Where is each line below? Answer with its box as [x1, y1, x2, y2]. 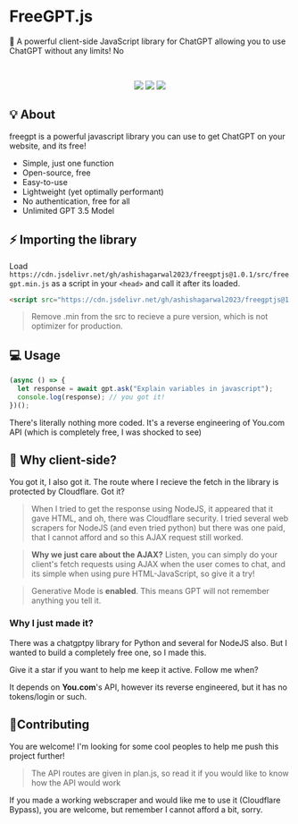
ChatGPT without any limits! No [9, 45, 125, 55]
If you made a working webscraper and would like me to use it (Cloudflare [9, 794, 281, 805]
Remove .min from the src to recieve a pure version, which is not [30, 311, 269, 322]
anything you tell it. [30, 595, 102, 606]
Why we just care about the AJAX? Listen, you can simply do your [30, 548, 278, 560]
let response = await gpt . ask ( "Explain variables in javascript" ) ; [17, 385, 274, 394]
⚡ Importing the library [9, 233, 137, 248]
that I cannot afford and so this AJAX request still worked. [30, 531, 244, 542]
